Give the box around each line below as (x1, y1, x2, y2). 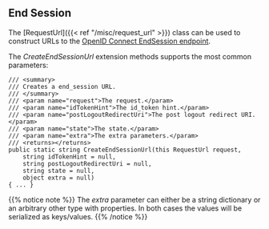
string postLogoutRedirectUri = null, (22, 159, 152, 167)
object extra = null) (22, 174, 94, 182)
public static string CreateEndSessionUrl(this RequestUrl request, (8, 146, 242, 154)
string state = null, (22, 167, 94, 175)
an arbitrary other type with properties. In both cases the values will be (8, 203, 243, 213)
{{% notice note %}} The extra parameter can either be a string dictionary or (8, 195, 261, 204)
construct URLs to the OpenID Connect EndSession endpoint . (8, 36, 211, 46)
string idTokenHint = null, (22, 152, 116, 161)
